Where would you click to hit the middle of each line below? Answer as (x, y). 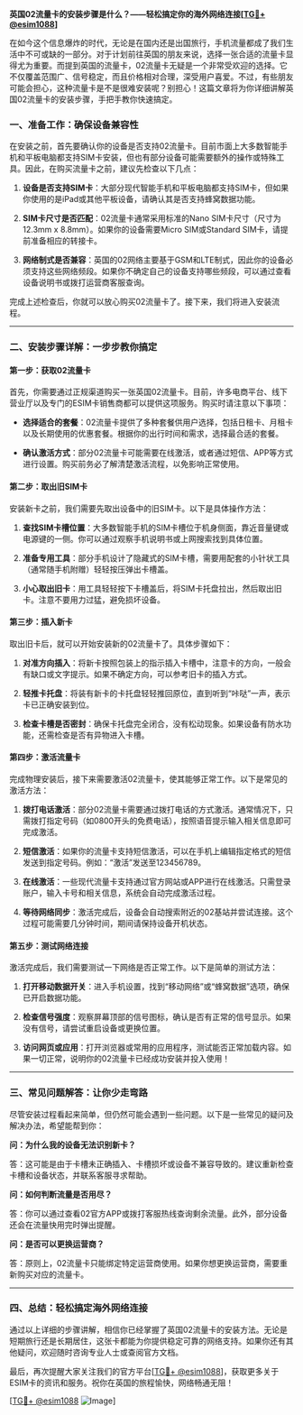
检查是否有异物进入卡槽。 (101, 735)
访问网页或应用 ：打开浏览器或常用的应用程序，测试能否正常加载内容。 (153, 1047)
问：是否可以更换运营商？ (57, 1244)
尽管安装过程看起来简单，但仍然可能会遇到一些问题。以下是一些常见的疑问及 (151, 1114)
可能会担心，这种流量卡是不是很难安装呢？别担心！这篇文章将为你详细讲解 (147, 88)
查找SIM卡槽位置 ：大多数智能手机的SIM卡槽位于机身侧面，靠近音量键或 (156, 528)
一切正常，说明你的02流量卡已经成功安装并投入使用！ (130, 1059)
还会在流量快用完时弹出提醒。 (64, 1225)
